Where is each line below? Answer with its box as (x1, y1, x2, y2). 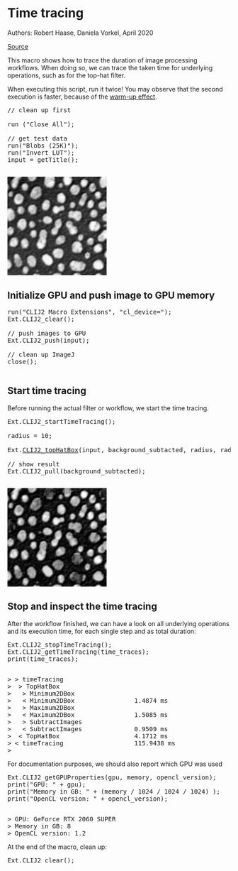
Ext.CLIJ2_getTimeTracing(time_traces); (7, 647, 150, 656)
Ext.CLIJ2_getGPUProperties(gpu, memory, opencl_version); (7, 773, 217, 782)
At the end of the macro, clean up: (7, 843, 108, 851)
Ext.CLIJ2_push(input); (7, 336, 90, 344)
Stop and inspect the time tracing (7, 601, 157, 613)
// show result (7, 460, 60, 468)
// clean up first (7, 106, 72, 114)
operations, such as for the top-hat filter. (7, 71, 126, 80)
